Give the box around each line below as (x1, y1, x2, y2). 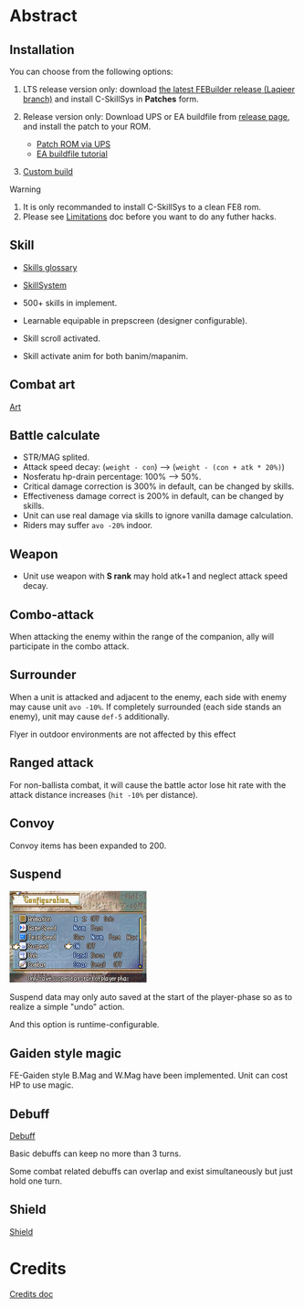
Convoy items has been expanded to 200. (9, 840, 167, 851)
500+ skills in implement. (22, 297, 118, 308)
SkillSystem (22, 280, 67, 291)
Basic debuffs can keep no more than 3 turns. (9, 1148, 182, 1159)
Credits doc (9, 1288, 54, 1299)
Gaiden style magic (9, 1046, 121, 1061)
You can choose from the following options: (9, 66, 173, 77)
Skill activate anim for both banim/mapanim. (22, 350, 189, 361)
